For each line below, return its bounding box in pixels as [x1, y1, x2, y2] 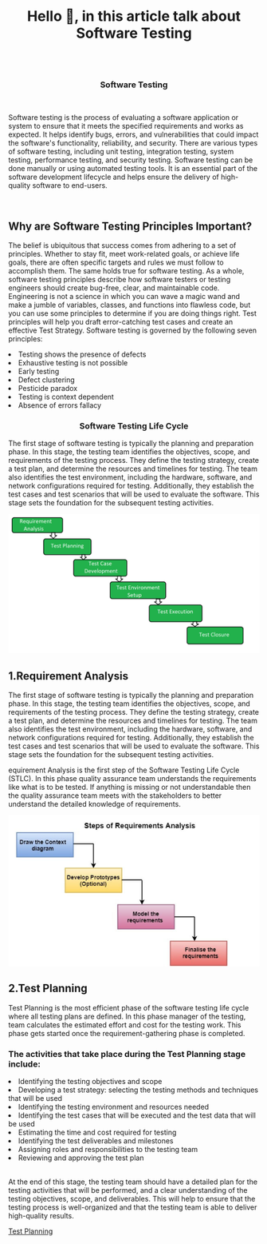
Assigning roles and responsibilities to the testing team [18, 1145, 198, 1154]
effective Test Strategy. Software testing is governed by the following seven [8, 325, 257, 335]
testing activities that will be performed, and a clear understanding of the [8, 1186, 248, 1195]
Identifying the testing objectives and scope [18, 1077, 163, 1087]
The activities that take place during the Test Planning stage [8, 1048, 245, 1059]
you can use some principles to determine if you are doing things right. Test [8, 309, 257, 318]
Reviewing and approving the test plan [18, 1153, 144, 1162]
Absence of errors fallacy [18, 401, 102, 410]
